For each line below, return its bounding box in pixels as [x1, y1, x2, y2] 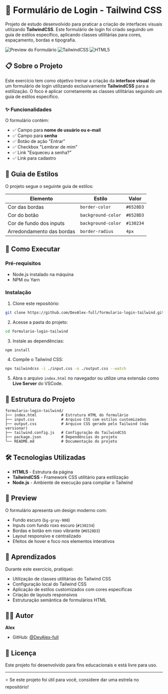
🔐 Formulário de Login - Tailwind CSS [5, 4, 162, 16]
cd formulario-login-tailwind [5, 328, 68, 334]
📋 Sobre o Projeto [5, 62, 63, 70]
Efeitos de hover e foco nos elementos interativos [12, 538, 115, 544]
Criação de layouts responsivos [12, 591, 77, 597]
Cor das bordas [7, 203, 44, 210]
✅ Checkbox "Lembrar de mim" [12, 144, 78, 150]
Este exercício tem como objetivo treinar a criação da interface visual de [5, 77, 156, 83]
